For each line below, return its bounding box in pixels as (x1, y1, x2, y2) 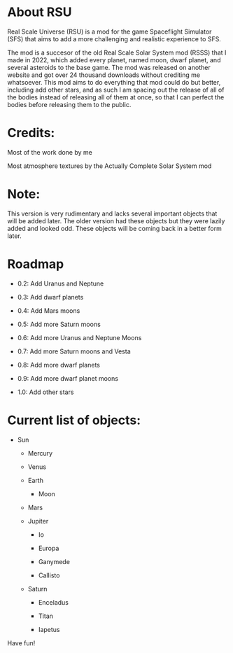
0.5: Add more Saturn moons (17, 320, 101, 328)
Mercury (27, 449, 53, 457)
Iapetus (38, 625, 60, 633)
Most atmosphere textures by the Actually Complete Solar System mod (7, 162, 212, 170)
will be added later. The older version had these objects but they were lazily (7, 216, 225, 225)
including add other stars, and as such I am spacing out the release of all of (7, 85, 225, 94)
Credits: (7, 125, 55, 141)
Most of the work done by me (7, 148, 92, 156)
